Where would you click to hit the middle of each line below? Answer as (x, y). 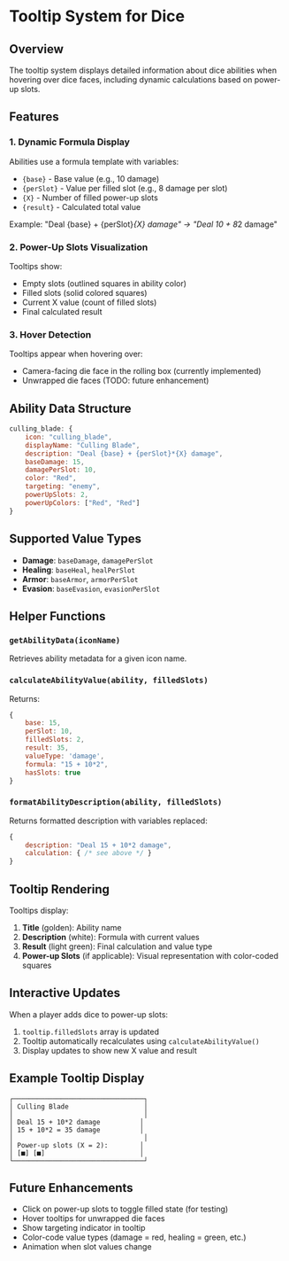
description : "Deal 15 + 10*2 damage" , (99, 845)
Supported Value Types (76, 539)
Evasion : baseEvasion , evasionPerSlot (91, 588)
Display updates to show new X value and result (109, 1050)
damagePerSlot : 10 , (61, 470)
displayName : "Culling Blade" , (83, 445)
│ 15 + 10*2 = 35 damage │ (76, 1130)
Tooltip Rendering (60, 889)
